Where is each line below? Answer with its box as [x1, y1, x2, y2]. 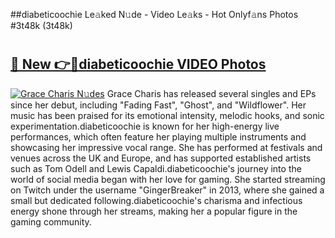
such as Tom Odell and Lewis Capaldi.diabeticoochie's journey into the [10, 162, 302, 174]
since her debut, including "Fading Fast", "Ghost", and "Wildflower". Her [10, 99, 307, 111]
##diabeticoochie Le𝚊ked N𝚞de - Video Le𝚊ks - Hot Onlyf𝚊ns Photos [10, 9, 299, 20]
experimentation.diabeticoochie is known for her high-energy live [10, 120, 280, 132]
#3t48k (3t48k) [10, 20, 73, 31]
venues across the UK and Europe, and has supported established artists [10, 152, 312, 164]
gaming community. [10, 215, 92, 228]
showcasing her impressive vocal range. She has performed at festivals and [10, 141, 323, 153]
